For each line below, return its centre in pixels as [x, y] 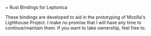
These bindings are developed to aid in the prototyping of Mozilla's [75, 17]
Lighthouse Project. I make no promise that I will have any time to [73, 23]
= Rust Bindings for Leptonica [36, 7]
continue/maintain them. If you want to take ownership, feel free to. [76, 28]
